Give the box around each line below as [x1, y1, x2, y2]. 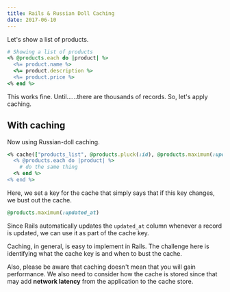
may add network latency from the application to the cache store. [7, 277, 194, 285]
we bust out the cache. [7, 196, 72, 204]
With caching [7, 120, 66, 131]
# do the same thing [19, 163, 78, 171]
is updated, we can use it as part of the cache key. [7, 228, 149, 237]
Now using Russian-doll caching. [7, 137, 101, 146]
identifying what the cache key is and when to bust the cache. [7, 249, 183, 257]
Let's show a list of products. [7, 35, 89, 43]
